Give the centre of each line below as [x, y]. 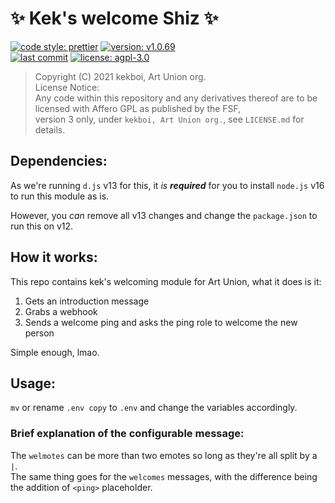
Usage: [33, 383]
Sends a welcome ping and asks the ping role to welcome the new [161, 322]
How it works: [54, 257]
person [39, 333]
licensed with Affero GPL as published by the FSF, [138, 108]
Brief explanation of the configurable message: [127, 434]
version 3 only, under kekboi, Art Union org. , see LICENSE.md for [169, 119]
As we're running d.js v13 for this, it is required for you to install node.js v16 [167, 185]
